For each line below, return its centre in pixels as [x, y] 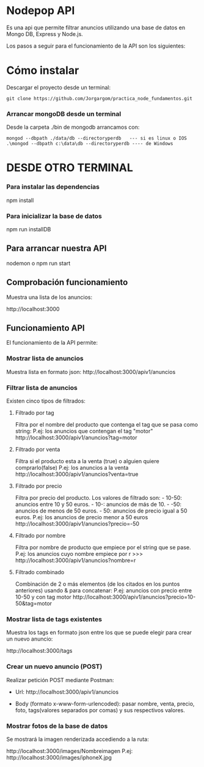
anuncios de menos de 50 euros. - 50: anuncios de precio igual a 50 [101, 511]
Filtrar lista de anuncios [42, 387]
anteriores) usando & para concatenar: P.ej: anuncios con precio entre [104, 590]
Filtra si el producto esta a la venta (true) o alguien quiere [87, 461]
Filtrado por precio [38, 486]
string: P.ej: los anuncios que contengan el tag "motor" [84, 431]
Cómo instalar [43, 70]
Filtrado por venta [38, 449]
